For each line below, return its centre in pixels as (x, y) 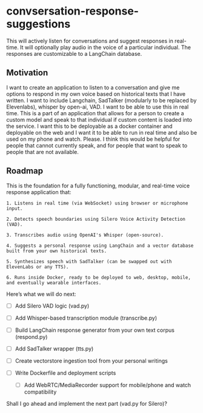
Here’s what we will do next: (41, 294)
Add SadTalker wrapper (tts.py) (54, 348)
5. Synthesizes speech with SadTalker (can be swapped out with (89, 261)
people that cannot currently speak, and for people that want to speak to (97, 145)
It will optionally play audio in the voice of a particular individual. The (105, 47)
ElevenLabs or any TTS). (38, 267)
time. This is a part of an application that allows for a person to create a (95, 113)
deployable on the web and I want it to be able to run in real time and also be (102, 132)
